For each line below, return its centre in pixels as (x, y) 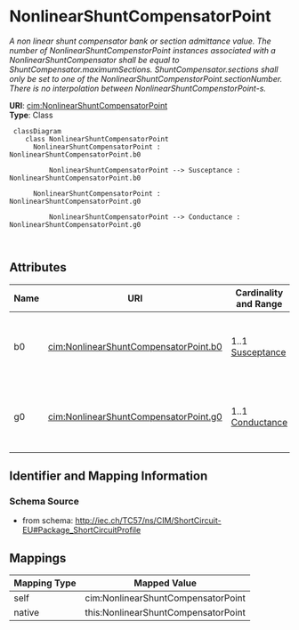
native (27, 613)
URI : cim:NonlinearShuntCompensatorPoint (89, 105)
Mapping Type (45, 583)
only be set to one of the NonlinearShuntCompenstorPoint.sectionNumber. (146, 78)
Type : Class (31, 115)
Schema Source (44, 502)
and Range (259, 303)
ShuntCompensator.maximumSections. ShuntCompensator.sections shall (144, 69)
